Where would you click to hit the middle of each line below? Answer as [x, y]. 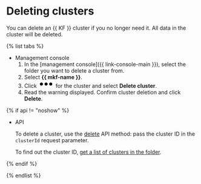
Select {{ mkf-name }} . [53, 77]
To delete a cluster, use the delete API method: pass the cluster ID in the [105, 134]
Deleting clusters [50, 11]
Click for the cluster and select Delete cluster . [91, 85]
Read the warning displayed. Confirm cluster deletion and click [102, 92]
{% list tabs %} [25, 46]
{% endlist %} [24, 175]
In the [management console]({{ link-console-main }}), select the [105, 64]
